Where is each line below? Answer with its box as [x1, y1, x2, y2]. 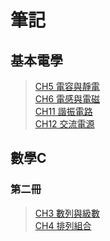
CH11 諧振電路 [34, 106, 93, 117]
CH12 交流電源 [34, 118, 95, 130]
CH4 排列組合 [34, 219, 92, 231]
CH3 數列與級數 [34, 207, 101, 219]
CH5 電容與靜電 [34, 81, 100, 92]
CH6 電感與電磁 [34, 93, 101, 105]
